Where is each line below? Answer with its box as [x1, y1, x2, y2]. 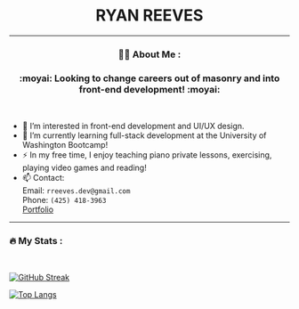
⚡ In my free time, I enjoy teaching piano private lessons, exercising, [21, 150, 272, 160]
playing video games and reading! [21, 162, 147, 174]
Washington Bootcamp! [21, 140, 109, 150]
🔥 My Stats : [9, 235, 63, 248]
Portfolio [21, 204, 54, 215]
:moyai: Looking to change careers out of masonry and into [19, 72, 280, 85]
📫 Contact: [21, 173, 65, 183]
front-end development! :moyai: [78, 83, 221, 95]
